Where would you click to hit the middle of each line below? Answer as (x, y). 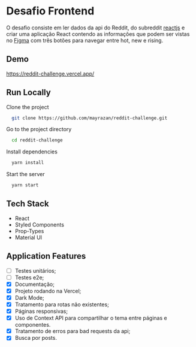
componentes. (33, 325)
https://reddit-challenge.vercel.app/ (50, 74)
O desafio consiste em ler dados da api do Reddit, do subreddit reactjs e (96, 28)
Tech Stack (28, 204)
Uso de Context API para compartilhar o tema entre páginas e (91, 318)
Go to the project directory (39, 129)
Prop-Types (29, 231)
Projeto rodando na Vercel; (48, 291)
